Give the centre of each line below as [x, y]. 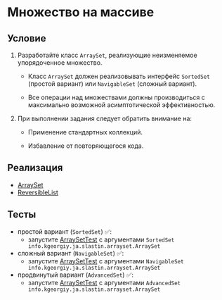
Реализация [35, 168]
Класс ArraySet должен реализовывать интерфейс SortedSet [119, 76]
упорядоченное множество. [60, 63]
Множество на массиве [81, 12]
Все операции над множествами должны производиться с [116, 97]
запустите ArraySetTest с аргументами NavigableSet [106, 261]
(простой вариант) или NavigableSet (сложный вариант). [112, 84]
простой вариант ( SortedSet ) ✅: [65, 231]
